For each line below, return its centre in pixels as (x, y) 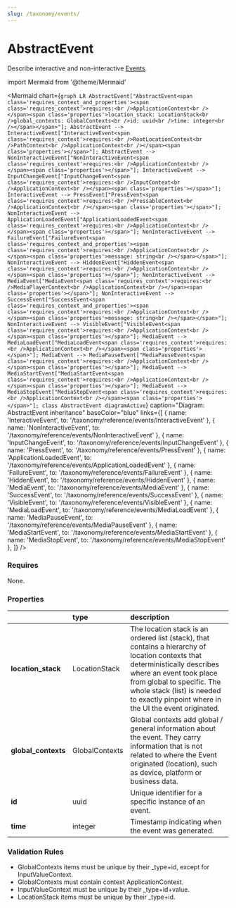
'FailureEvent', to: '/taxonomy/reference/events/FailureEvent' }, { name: (110, 472)
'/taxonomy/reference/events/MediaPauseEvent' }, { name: (92, 525)
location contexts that (166, 656)
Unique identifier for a (166, 793)
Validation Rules (36, 852)
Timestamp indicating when (176, 822)
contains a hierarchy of (168, 647)
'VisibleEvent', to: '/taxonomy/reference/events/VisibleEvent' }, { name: (110, 502)
